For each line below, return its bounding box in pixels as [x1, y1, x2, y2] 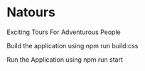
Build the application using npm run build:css [6, 41, 139, 50]
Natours [6, 4, 56, 21]
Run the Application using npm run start [6, 55, 124, 64]
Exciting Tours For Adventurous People [6, 28, 122, 36]
